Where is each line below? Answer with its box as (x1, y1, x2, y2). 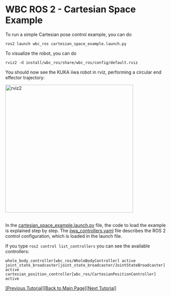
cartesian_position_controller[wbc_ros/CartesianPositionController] (5, 271, 157, 277)
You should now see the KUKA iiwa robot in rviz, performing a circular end (5, 69, 162, 75)
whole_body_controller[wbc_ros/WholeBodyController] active (5, 258, 136, 263)
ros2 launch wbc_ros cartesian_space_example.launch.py (5, 41, 127, 47)
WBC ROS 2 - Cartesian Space (5, 4, 136, 15)
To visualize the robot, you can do (5, 50, 77, 56)
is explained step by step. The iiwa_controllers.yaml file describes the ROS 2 (5, 227, 166, 234)
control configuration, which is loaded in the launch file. (5, 233, 123, 239)
